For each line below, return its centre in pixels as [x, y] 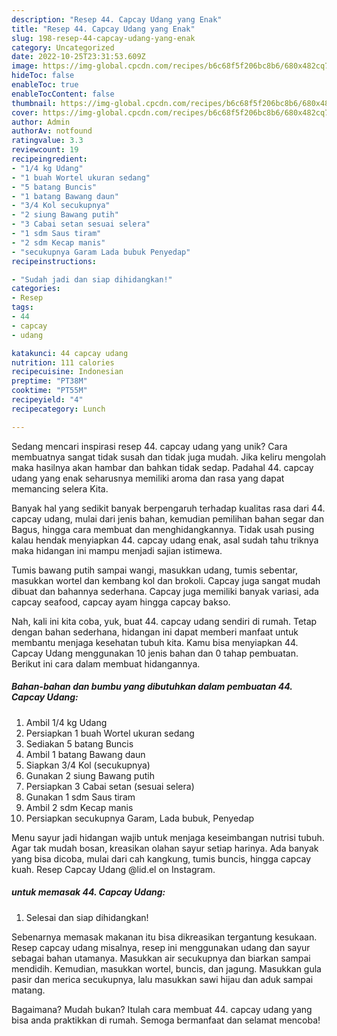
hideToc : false [43, 76]
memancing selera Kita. [60, 488]
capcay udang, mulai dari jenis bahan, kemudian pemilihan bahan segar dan [167, 518]
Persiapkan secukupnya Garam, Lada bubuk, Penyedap [140, 818]
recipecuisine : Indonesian [67, 372]
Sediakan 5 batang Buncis [79, 743]
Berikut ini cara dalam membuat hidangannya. [106, 663]
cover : [25, 112]
